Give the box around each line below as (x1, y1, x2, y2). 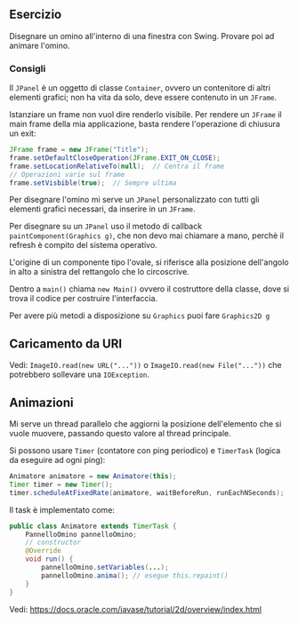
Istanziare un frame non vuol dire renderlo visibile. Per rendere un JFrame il (9, 109, 282, 120)
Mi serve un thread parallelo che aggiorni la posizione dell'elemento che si (9, 419, 282, 429)
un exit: (9, 128, 36, 139)
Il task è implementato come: (9, 504, 116, 515)
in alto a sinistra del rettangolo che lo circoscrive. (9, 267, 189, 277)
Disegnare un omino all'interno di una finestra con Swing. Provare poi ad (9, 30, 275, 41)
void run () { (25, 555, 74, 563)
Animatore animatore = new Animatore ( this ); (9, 472, 177, 481)
